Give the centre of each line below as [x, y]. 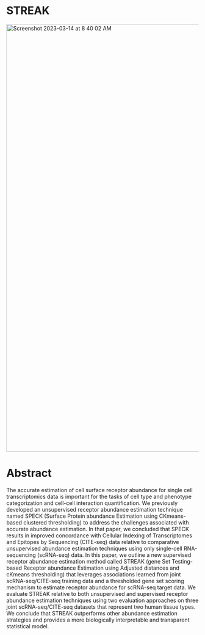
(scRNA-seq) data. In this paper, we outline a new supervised [114, 555]
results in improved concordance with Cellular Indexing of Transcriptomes [99, 535]
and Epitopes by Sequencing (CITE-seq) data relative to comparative [93, 542]
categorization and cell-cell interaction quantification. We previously [92, 503]
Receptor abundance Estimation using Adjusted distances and [102, 568]
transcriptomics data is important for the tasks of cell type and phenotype [99, 496]
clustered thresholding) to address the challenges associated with [106, 522]
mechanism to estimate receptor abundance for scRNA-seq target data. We [101, 587]
